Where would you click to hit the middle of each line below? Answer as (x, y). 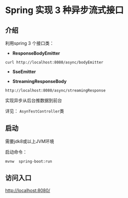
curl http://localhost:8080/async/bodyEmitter (54, 62)
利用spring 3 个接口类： (30, 43)
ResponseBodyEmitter (36, 53)
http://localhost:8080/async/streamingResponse (56, 90)
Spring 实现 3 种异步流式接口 (64, 10)
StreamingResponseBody (39, 81)
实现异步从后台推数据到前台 (34, 100)
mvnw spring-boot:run (29, 161)
